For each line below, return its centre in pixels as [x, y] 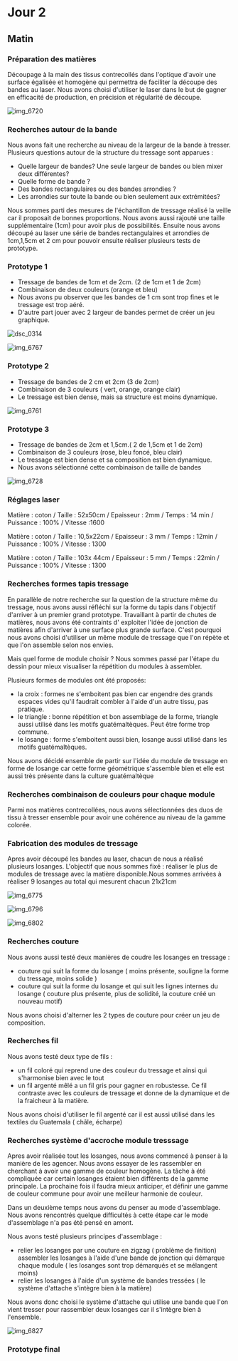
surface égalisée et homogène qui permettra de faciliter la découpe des [113, 82]
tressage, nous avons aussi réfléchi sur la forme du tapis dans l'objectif [112, 607]
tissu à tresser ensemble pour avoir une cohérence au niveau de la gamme [117, 817]
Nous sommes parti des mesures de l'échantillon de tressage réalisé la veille [119, 210]
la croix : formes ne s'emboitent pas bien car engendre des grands [115, 694]
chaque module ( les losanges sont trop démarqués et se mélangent [118, 1266]
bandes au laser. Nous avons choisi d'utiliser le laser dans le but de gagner [117, 89]
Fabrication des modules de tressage [73, 843]
